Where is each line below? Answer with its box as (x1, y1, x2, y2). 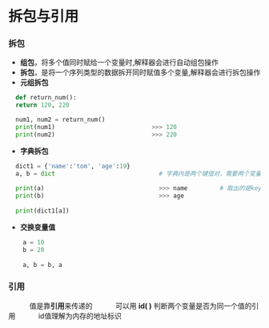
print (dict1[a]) (15, 207, 70, 215)
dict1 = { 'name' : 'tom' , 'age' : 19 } (15, 162, 130, 170)
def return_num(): (15, 94, 78, 102)
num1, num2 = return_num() (15, 115, 106, 124)
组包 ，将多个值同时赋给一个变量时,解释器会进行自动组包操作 (19, 58, 219, 67)
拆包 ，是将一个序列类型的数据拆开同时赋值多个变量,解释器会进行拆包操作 (19, 67, 261, 77)
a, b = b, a (22, 261, 62, 269)
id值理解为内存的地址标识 (38, 310, 122, 321)
